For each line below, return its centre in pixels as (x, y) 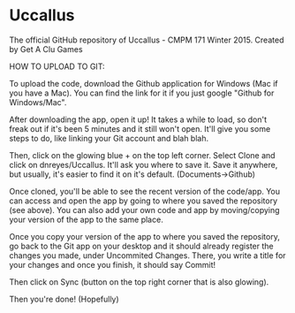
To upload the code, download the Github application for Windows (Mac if (144, 83)
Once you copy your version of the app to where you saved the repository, (144, 236)
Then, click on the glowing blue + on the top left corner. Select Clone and (142, 155)
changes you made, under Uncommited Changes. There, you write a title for (147, 255)
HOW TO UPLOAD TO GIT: (57, 66)
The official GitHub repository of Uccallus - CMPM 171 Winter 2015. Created (147, 40)
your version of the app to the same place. (86, 219)
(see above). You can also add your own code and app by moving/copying (144, 210)
